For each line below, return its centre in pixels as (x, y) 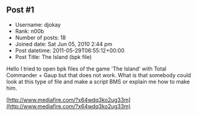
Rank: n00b (29, 31)
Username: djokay (38, 24)
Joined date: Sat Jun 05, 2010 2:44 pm (64, 44)
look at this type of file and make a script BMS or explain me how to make (98, 81)
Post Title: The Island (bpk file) (53, 56)
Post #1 (20, 10)
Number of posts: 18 (40, 37)
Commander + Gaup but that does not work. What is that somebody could (99, 75)
